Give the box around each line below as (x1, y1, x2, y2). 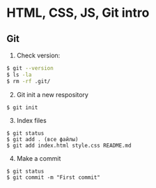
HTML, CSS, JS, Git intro (6, 5, 150, 21)
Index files (16, 116, 47, 124)
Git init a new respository (16, 90, 88, 99)
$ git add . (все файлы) (6, 136, 79, 143)
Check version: (16, 51, 61, 59)
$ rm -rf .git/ (6, 78, 51, 85)
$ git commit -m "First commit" (6, 173, 100, 181)
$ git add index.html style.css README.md (6, 142, 132, 149)
